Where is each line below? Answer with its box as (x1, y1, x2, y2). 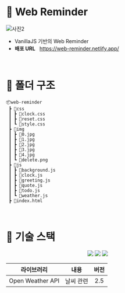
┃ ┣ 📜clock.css (8, 111, 45, 117)
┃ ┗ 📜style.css (8, 121, 45, 127)
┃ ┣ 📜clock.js (8, 172, 43, 178)
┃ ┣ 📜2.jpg (8, 141, 35, 148)
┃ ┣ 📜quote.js (8, 182, 43, 189)
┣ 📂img (8, 126, 25, 132)
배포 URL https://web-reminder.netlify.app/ (14, 45, 119, 52)
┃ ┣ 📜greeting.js (8, 177, 51, 183)
